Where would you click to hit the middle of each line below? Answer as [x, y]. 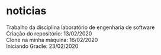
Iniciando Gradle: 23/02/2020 [42, 46]
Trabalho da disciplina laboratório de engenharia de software [80, 27]
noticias [26, 11]
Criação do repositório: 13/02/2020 [49, 33]
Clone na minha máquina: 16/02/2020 [52, 40]
